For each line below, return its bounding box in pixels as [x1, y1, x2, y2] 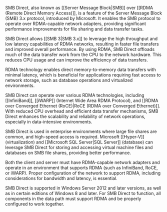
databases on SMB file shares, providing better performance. [5, 150, 131, 155]
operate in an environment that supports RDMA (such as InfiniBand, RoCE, [5, 165, 158, 170]
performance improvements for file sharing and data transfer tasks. [5, 26, 144, 32]
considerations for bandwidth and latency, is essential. [5, 175, 117, 181]
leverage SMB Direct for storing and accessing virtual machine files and [5, 144, 153, 150]
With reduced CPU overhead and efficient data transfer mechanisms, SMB [5, 108, 158, 114]
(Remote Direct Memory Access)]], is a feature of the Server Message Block [5, 10, 162, 16]
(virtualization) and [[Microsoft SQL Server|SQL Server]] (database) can [5, 139, 153, 145]
